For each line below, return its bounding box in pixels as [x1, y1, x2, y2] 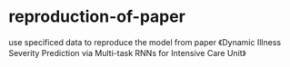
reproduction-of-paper [8, 6, 185, 27]
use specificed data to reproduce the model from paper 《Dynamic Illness [8, 36, 282, 47]
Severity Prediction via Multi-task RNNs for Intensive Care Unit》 [8, 47, 246, 58]
